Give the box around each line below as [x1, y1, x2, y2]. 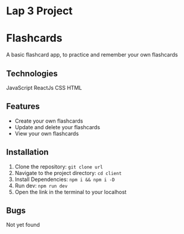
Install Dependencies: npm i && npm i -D [14, 176, 115, 183]
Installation [6, 147, 49, 157]
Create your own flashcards [14, 117, 83, 124]
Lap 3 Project [6, 4, 73, 18]
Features [6, 101, 40, 111]
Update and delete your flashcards [14, 123, 100, 130]
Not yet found [6, 221, 40, 229]
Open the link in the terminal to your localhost [14, 188, 127, 195]
